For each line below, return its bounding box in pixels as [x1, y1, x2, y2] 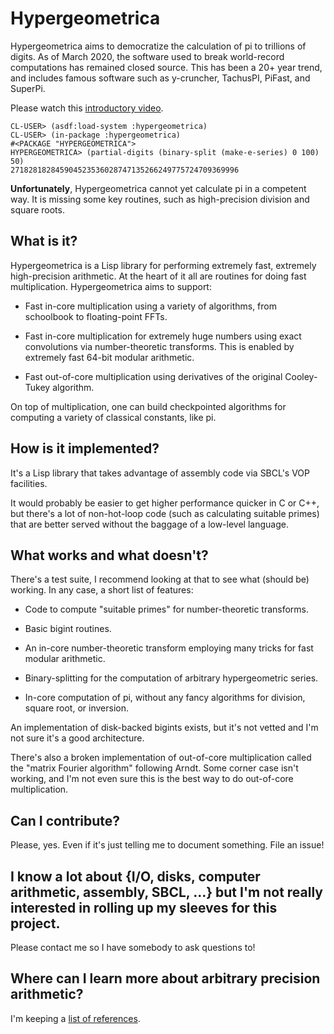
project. [10, 915, 61, 932]
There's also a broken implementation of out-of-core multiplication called [10, 752, 312, 764]
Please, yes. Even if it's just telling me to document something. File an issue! [10, 839, 325, 851]
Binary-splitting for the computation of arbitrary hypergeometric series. [24, 672, 319, 684]
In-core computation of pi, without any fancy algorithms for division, [24, 692, 306, 704]
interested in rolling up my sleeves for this [10, 899, 278, 916]
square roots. [10, 203, 65, 216]
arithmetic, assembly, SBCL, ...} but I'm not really [10, 883, 323, 901]
